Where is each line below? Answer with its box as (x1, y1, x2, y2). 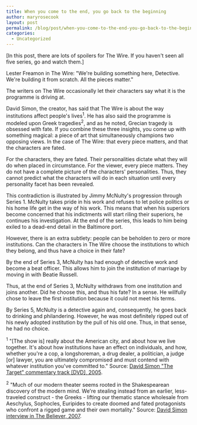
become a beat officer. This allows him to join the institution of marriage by (6, 265, 187, 272)
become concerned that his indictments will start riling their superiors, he (6, 211, 183, 218)
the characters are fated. (6, 145, 66, 152)
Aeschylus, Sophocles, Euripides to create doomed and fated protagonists (6, 400, 186, 407)
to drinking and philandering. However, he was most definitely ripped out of (6, 313, 189, 320)
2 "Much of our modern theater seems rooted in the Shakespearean (6, 380, 170, 388)
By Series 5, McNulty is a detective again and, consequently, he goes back (6, 306, 186, 313)
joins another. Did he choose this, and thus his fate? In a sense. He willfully (6, 289, 186, 296)
